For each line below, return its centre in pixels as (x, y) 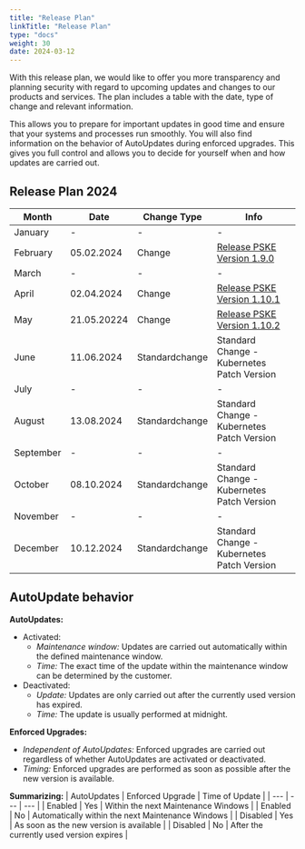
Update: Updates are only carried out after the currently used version (166, 694)
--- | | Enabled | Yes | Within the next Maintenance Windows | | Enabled (157, 805)
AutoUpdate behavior (72, 598)
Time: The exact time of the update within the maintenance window (162, 665)
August (30, 421)
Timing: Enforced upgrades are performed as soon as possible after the (157, 768)
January (32, 232)
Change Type (172, 216)
